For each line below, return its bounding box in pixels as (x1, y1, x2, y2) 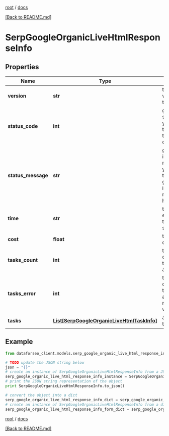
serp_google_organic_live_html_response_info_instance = (5, 374, 127, 379)
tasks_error (8, 290, 36, 297)
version (8, 92, 27, 99)
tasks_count (8, 257, 38, 263)
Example (5, 337, 33, 346)
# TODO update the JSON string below (5, 360, 84, 365)
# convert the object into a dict (5, 393, 78, 398)
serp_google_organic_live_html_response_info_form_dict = (5, 407, 129, 412)
